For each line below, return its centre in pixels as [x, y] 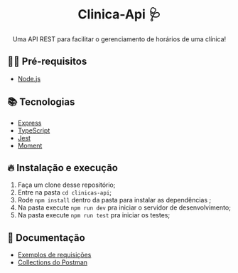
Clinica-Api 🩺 [119, 15]
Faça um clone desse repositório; [66, 185]
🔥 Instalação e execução [63, 168]
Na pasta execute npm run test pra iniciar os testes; [94, 215]
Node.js [29, 78]
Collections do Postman [52, 262]
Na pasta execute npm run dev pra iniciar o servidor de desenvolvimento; [124, 207]
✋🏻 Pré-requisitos [47, 62]
